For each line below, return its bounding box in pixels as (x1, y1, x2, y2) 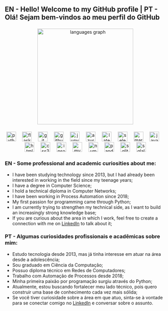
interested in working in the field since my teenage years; (12, 177, 133, 183)
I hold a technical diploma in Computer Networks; (12, 187, 117, 194)
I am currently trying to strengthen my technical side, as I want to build (12, 204, 161, 210)
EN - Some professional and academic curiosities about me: (5, 160, 156, 167)
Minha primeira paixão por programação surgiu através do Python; (12, 278, 153, 284)
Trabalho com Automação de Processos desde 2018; (12, 273, 124, 279)
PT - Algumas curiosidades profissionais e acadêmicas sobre (5, 233, 160, 240)
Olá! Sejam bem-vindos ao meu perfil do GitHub (5, 13, 160, 22)
